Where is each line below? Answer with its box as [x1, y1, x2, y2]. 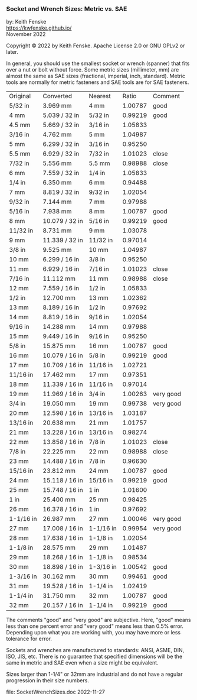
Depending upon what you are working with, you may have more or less [6, 629, 181, 636]
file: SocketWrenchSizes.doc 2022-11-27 [6, 688, 105, 696]
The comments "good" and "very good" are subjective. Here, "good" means [6, 617, 191, 624]
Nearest [88, 92, 111, 101]
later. [6, 48, 19, 56]
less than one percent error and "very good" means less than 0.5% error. [6, 623, 184, 630]
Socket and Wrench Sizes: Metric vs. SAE [6, 5, 127, 13]
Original [9, 92, 31, 101]
